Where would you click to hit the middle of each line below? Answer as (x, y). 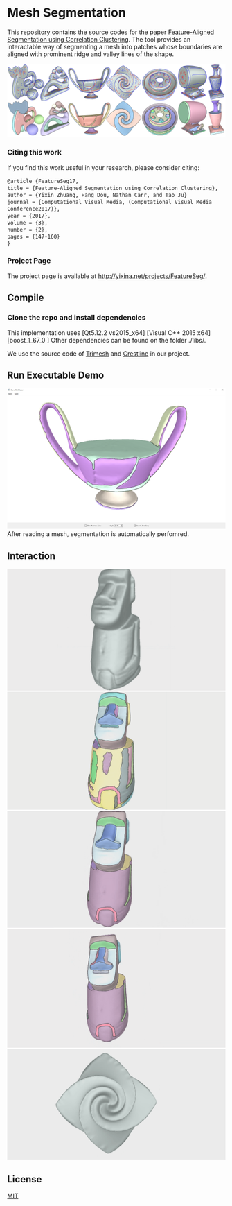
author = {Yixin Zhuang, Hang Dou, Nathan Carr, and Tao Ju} (97, 195)
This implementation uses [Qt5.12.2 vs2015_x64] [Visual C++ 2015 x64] (109, 333)
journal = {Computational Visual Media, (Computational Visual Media (110, 202)
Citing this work (35, 153)
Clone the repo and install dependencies (77, 318)
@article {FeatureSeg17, (43, 181)
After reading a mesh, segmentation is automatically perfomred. (98, 534)
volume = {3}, (28, 223)
